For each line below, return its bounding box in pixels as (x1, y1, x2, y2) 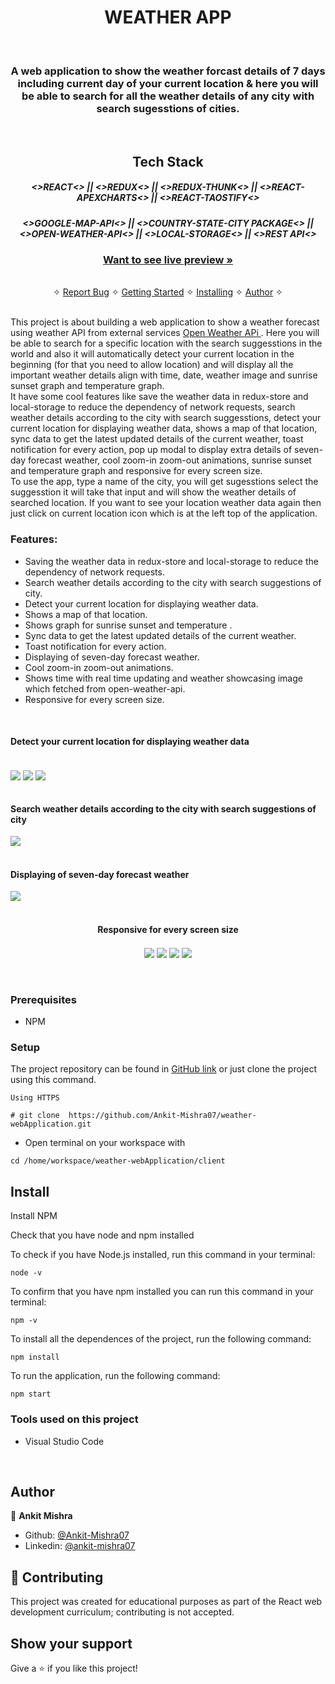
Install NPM (10, 1210, 58, 1222)
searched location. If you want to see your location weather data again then (10, 497, 322, 509)
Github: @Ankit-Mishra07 (24, 1529, 130, 1541)
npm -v (10, 1316, 38, 1326)
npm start (10, 1389, 52, 1400)
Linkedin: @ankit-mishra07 (24, 1540, 136, 1552)
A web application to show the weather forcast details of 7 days (10, 64, 326, 78)
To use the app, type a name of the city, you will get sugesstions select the (10, 476, 319, 488)
